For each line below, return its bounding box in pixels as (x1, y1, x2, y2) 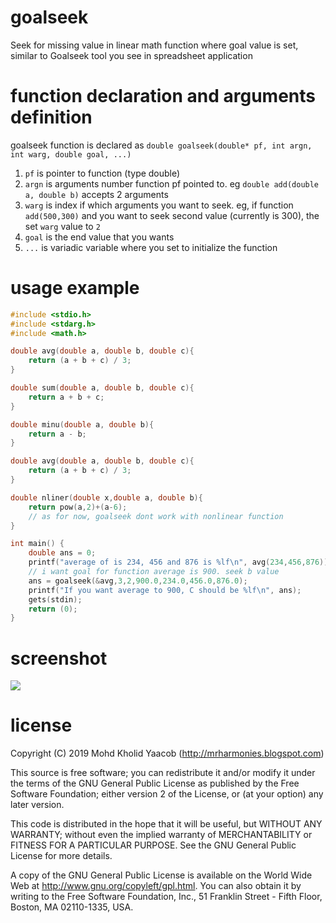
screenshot (10, 647, 108, 670)
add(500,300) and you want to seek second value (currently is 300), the (24, 209, 320, 221)
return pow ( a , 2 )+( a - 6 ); (28, 502, 128, 512)
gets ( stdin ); (28, 594, 83, 605)
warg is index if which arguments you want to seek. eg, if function (24, 199, 294, 211)
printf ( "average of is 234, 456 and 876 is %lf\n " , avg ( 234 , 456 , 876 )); (28, 557, 333, 568)
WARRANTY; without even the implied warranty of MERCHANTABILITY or (10, 829, 313, 841)
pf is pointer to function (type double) (24, 167, 181, 179)
